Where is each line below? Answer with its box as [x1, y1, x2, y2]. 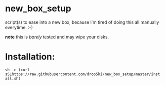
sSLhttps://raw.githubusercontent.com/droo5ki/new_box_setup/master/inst [5, 72, 161, 77]
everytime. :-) [5, 24, 33, 30]
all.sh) [5, 76, 21, 81]
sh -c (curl [5, 67, 30, 72]
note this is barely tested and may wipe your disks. [5, 34, 109, 40]
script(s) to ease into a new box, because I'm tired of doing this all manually [5, 19, 159, 25]
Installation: [5, 51, 55, 62]
